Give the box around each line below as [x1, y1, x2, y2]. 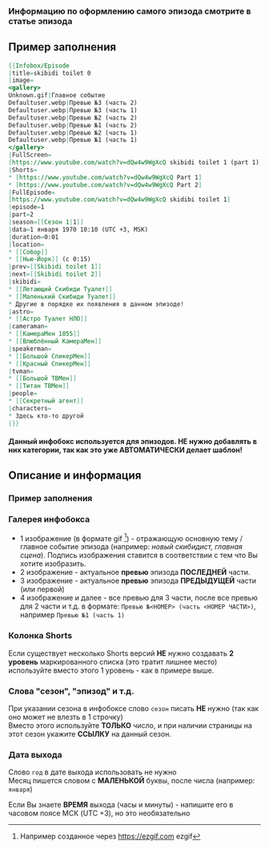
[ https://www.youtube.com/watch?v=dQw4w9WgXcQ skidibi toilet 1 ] [8, 196, 231, 204]
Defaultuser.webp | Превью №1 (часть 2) [8, 121, 138, 129]
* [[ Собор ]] [8, 248, 48, 256]
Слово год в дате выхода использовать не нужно [8, 767, 177, 777]
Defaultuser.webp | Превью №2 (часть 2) [8, 114, 138, 122]
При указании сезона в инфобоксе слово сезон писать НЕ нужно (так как [8, 704, 259, 714]
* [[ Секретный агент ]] [8, 397, 84, 406]
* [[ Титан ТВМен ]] [8, 382, 70, 390]
